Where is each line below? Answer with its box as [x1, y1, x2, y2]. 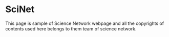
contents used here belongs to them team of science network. [5, 25, 137, 31]
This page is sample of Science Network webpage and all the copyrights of [5, 20, 164, 26]
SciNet [5, 4, 35, 15]
